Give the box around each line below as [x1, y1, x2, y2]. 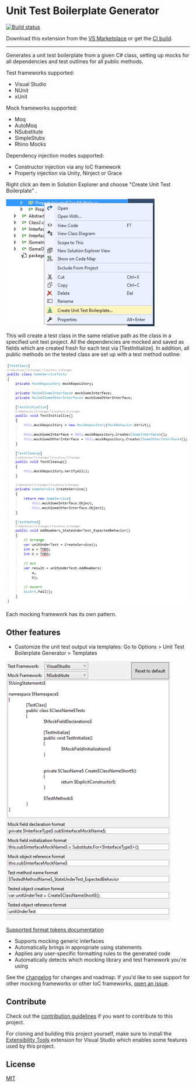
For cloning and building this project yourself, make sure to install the [6, 1030, 172, 1037]
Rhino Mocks [14, 141, 47, 148]
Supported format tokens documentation [6, 926, 104, 933]
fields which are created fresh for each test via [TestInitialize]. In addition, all [6, 344, 190, 351]
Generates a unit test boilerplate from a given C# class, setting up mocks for [6, 52, 190, 59]
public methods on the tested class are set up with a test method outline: [6, 350, 181, 358]
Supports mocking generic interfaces [14, 937, 104, 944]
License [6, 1059, 36, 1069]
